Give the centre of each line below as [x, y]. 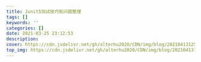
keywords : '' [22, 22]
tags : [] [17, 17]
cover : [14, 45]
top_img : [17, 50]
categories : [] [25, 28]
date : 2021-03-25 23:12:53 [40, 34]
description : [22, 39]
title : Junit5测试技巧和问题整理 [44, 12]
